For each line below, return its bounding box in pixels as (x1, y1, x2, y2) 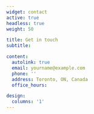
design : (6, 93, 26, 99)
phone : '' (12, 71, 36, 77)
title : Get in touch (6, 37, 59, 43)
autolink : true (12, 59, 50, 65)
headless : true (6, 20, 45, 26)
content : (6, 54, 29, 60)
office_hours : (12, 82, 47, 88)
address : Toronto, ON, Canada (12, 76, 88, 82)
